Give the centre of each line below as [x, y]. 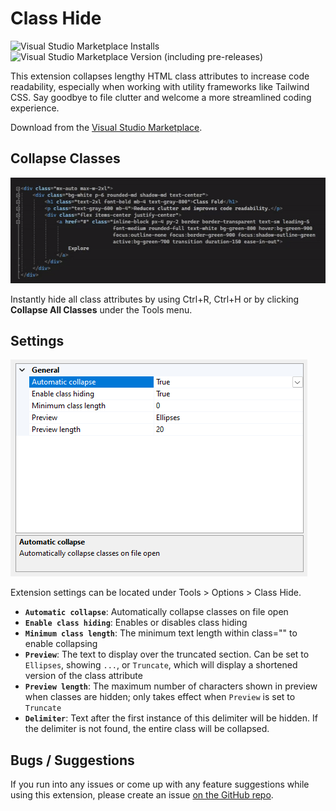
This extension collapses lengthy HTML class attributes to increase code [160, 76]
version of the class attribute [83, 676]
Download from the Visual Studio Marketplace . [106, 127]
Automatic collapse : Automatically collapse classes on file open [156, 612]
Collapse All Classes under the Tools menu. [101, 309]
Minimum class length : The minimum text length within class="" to [161, 633]
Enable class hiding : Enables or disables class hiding [136, 623]
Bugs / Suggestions [72, 760]
